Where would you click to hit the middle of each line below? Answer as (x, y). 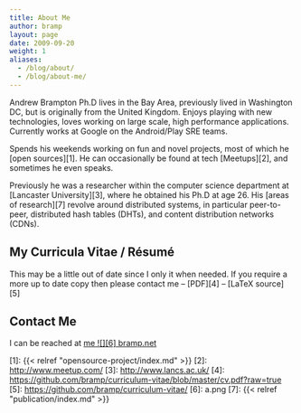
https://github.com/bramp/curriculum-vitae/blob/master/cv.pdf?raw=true (146, 380)
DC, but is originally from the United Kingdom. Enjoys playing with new (141, 112)
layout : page (34, 34)
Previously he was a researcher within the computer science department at (149, 185)
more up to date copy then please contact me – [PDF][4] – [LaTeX (132, 283)
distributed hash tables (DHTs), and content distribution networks (152, 214)
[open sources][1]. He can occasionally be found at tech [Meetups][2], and (149, 158)
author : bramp (36, 26)
